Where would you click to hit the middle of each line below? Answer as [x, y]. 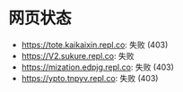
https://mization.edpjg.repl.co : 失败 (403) [97, 67]
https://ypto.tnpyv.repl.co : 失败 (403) [90, 78]
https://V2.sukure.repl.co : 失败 [78, 55]
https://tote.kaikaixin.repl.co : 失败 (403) [95, 45]
